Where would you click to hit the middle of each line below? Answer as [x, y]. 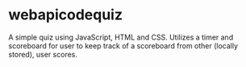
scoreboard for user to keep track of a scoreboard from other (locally [123, 45]
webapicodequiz [66, 15]
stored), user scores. [43, 54]
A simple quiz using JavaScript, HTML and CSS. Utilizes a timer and [121, 37]
